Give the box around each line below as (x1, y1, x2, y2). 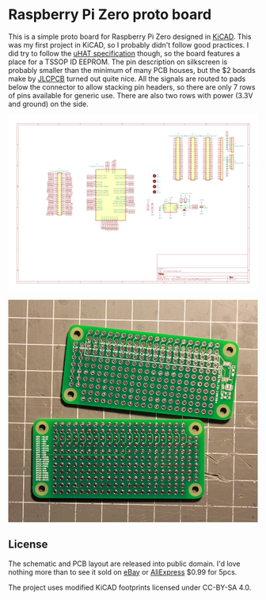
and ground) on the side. (8, 99, 89, 109)
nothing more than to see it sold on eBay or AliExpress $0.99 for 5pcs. (8, 567, 237, 576)
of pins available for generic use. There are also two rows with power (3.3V (8, 90, 253, 100)
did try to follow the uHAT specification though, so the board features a (8, 48, 241, 58)
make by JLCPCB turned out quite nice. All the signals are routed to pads (8, 74, 246, 83)
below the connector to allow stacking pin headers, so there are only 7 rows (8, 82, 256, 92)
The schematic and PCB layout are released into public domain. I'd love (8, 559, 241, 568)
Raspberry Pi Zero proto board (8, 6, 212, 24)
